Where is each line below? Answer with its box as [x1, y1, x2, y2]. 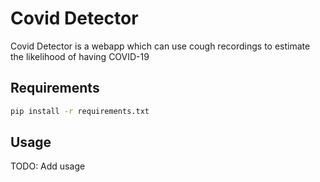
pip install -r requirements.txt [10, 106, 150, 116]
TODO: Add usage [10, 160, 86, 172]
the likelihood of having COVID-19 [10, 50, 150, 62]
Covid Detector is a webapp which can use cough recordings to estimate [10, 40, 311, 52]
